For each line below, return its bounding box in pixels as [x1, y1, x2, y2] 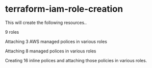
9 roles [5, 29, 19, 35]
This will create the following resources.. [5, 20, 87, 25]
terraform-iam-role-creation [5, 3, 124, 15]
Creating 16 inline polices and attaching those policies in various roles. [5, 57, 147, 63]
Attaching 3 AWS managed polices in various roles [5, 38, 107, 45]
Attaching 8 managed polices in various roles [5, 48, 97, 54]
